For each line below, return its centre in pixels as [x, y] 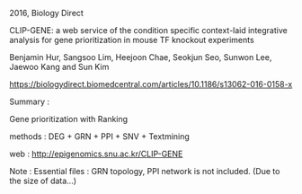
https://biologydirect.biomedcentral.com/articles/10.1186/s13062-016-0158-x [151, 84]
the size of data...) [43, 181]
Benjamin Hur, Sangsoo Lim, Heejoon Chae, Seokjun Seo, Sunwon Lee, [141, 57]
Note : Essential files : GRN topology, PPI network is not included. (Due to [145, 171]
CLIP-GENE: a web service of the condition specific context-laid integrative [148, 30]
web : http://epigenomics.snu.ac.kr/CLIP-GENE [96, 154]
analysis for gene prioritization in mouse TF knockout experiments [132, 40]
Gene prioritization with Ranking [69, 119]
